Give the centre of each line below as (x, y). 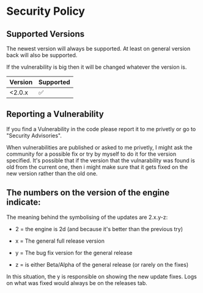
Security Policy (46, 11)
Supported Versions (45, 34)
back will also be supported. (42, 55)
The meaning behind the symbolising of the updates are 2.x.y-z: (87, 217)
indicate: (24, 203)
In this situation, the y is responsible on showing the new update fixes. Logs (102, 276)
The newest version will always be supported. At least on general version (98, 48)
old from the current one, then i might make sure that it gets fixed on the (97, 167)
